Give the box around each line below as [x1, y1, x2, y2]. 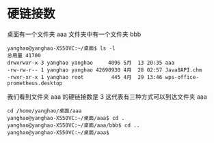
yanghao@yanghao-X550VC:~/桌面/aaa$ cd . [7, 114, 125, 121]
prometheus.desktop [7, 80, 63, 86]
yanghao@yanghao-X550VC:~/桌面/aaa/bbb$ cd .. [7, 122, 140, 129]
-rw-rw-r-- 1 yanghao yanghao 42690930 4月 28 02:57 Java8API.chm [7, 66, 202, 74]
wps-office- [165, 74, 200, 80]
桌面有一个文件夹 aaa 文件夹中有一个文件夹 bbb [7, 30, 142, 38]
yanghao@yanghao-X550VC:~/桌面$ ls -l [7, 45, 116, 52]
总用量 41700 [7, 52, 41, 59]
